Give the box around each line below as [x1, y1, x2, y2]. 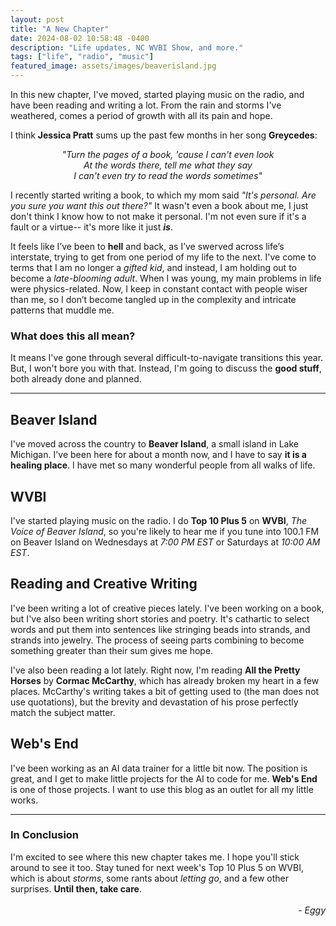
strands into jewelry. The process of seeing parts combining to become [10, 634, 305, 646]
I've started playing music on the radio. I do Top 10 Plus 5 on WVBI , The [10, 514, 308, 526]
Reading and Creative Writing [10, 576, 198, 593]
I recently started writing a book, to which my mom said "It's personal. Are [10, 189, 317, 201]
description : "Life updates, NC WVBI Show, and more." [10, 42, 244, 53]
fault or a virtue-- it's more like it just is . [10, 221, 173, 233]
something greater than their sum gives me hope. [10, 644, 214, 656]
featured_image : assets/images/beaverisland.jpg [10, 61, 217, 71]
